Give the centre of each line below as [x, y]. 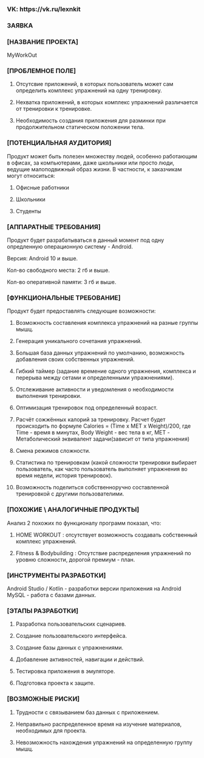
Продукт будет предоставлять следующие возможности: [81, 311]
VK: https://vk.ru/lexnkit [44, 9]
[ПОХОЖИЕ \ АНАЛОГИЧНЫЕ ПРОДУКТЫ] [73, 509]
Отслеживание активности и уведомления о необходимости [95, 389]
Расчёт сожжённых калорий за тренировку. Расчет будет [90, 420]
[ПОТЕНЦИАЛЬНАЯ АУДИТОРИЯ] [59, 143]
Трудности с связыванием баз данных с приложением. [87, 712]
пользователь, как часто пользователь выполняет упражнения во [101, 469]
